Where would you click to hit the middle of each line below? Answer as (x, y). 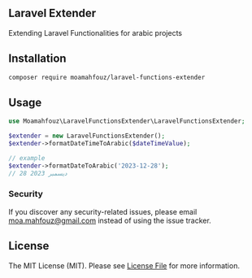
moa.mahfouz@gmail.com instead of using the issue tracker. (110, 220)
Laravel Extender (52, 13)
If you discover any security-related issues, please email (103, 211)
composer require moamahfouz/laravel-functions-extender (107, 77)
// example (27, 158)
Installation (37, 59)
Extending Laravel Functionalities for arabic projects (96, 33)
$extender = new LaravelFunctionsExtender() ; (87, 136)
